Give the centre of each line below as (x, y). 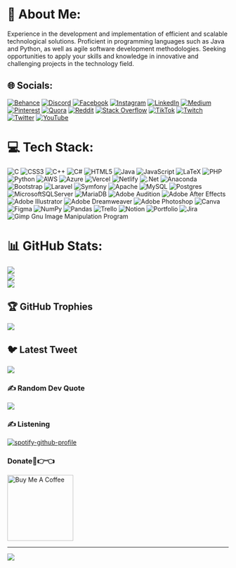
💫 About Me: (44, 14)
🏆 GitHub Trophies (50, 307)
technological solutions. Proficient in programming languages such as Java (116, 41)
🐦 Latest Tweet (42, 349)
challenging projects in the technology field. (71, 63)
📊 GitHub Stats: (55, 246)
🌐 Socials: (30, 86)
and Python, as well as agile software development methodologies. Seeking (117, 48)
